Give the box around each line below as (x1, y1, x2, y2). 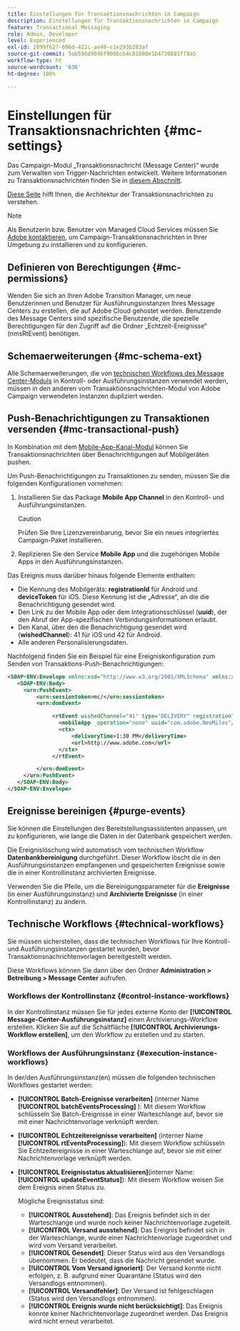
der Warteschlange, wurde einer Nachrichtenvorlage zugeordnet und (28, 1233, 232, 1242)
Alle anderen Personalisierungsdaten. (17, 638, 129, 646)
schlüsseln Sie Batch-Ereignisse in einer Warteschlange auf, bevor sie (17, 1110, 224, 1118)
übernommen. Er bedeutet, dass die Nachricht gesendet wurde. (28, 1256, 216, 1265)
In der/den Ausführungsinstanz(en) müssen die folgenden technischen (7, 1073, 216, 1082)
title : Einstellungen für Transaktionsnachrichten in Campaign (7, 10, 200, 18)
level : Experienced (7, 37, 66, 44)
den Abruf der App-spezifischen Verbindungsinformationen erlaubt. (17, 615, 218, 623)
